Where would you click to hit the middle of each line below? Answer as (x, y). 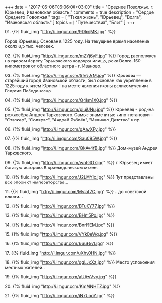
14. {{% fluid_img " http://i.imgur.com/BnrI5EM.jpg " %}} (60, 225)
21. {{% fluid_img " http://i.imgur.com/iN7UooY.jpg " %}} (60, 295)
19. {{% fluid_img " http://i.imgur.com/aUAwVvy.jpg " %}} (61, 277)
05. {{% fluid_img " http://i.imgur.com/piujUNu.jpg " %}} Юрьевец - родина (79, 109)
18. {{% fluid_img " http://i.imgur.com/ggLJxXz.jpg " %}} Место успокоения (80, 262)
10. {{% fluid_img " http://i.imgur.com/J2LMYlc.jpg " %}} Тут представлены (79, 177)
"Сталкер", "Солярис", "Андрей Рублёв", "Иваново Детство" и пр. (73, 120)
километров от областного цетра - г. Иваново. (53, 66)
